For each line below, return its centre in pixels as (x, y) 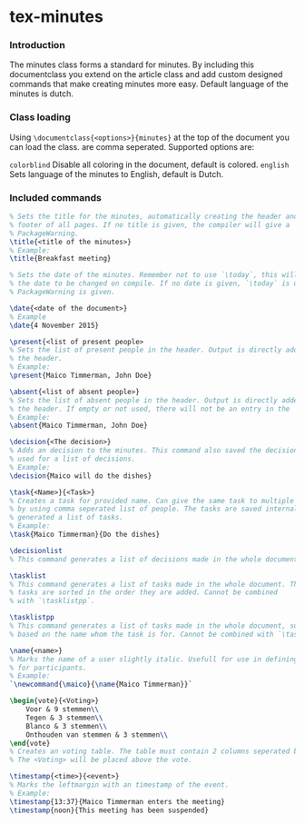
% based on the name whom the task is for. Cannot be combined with (142, 634)
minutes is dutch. (42, 94)
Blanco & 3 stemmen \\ (66, 726)
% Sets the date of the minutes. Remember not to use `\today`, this (144, 275)
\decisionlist (36, 551)
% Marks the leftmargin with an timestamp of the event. (119, 785)
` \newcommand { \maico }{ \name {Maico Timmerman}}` (101, 685)
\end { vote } (30, 743)
